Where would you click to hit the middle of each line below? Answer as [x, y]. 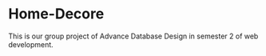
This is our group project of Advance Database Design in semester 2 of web [133, 36]
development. [31, 44]
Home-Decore [56, 14]
